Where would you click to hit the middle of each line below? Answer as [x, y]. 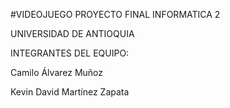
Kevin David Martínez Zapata [70, 92]
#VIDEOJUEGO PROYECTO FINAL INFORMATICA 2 [115, 14]
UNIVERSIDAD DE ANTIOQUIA [72, 33]
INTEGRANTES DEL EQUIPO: [70, 53]
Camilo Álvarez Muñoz [57, 72]
